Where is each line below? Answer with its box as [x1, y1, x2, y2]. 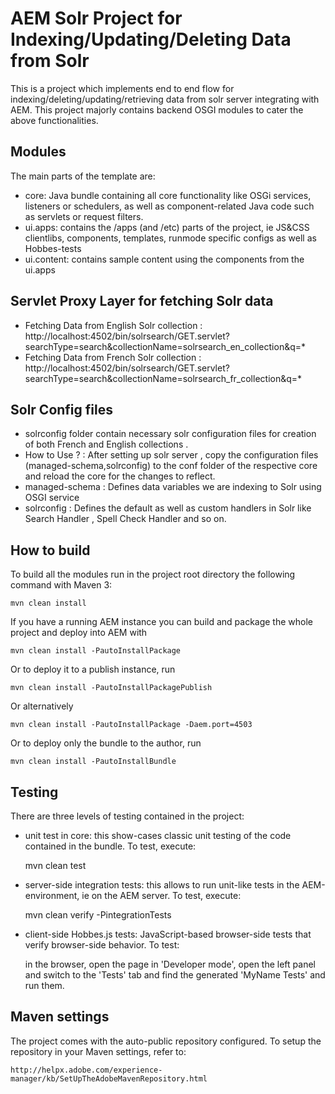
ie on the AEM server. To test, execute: [81, 890, 242, 901]
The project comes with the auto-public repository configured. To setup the [10, 1035, 322, 1047]
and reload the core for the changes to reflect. [24, 470, 216, 482]
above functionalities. [10, 114, 99, 126]
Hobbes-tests [24, 242, 82, 254]
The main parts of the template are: [10, 170, 156, 182]
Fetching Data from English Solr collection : [24, 319, 203, 331]
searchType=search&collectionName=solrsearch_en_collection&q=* [24, 340, 307, 352]
